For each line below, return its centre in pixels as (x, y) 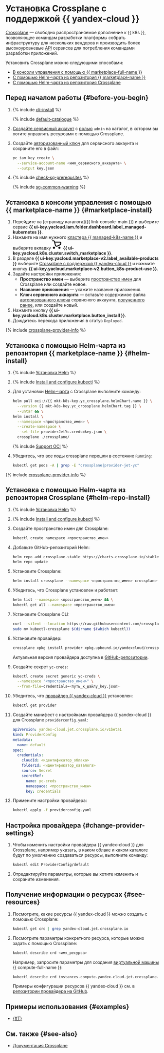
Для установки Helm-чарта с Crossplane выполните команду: (76, 391)
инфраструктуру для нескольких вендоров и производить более (73, 42)
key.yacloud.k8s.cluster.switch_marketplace (59, 253)
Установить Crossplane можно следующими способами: (64, 63)
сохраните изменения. (36, 879)
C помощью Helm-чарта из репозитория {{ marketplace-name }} (79, 77)
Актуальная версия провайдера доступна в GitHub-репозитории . (81, 657)
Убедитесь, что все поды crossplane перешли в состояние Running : (82, 456)
